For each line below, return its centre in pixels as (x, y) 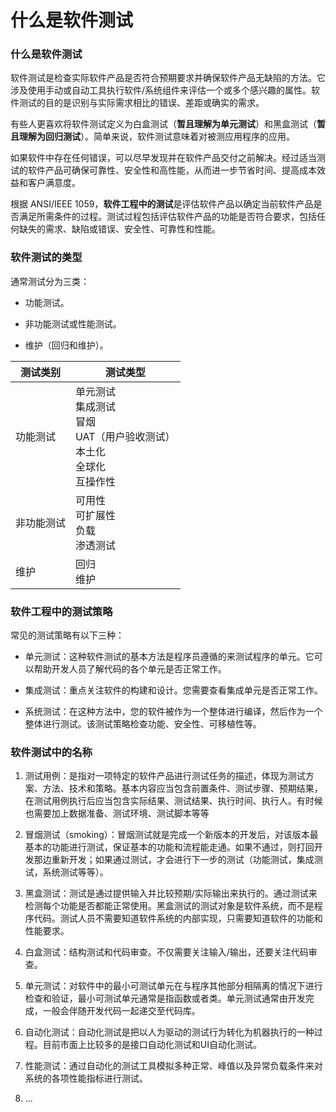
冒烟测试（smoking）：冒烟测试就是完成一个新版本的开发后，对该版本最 (171, 835)
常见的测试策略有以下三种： (67, 635)
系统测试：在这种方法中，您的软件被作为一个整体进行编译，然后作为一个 (173, 712)
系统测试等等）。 (75, 872)
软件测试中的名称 (51, 752)
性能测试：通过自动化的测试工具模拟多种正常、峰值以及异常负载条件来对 (173, 1066)
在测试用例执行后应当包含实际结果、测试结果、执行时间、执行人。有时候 (173, 801)
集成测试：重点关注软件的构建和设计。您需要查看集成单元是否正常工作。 (173, 690)
